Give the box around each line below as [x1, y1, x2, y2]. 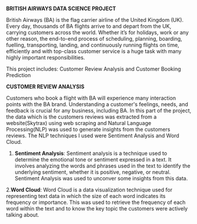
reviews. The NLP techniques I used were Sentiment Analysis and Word [6, 132, 179, 139]
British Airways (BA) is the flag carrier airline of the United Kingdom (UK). [6, 17, 184, 23]
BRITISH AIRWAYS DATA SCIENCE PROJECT [6, 5, 116, 12]
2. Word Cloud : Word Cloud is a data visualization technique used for [6, 186, 172, 193]
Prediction [6, 72, 31, 78]
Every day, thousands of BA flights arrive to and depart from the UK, [6, 23, 172, 29]
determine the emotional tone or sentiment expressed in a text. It [14, 156, 172, 163]
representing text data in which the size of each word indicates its [6, 193, 166, 199]
